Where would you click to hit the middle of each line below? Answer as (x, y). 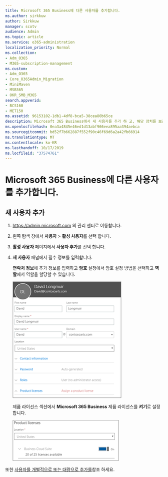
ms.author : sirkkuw (25, 16)
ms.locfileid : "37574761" (32, 153)
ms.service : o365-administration (40, 43)
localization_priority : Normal (38, 48)
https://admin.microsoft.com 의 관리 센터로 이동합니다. (67, 226)
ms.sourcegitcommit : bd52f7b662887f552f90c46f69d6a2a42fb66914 (72, 132)
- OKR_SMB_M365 (21, 95)
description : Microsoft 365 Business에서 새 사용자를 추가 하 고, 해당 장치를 (81, 122)
